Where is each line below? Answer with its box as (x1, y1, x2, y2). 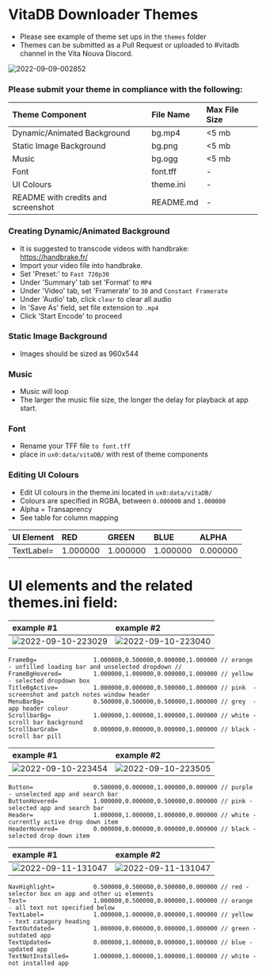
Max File (206, 105, 239, 116)
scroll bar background (8, 718, 83, 726)
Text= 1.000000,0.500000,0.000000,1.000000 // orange (8, 897, 253, 904)
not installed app (8, 959, 69, 967)
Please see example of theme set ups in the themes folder (19, 32, 207, 41)
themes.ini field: (8, 593, 119, 611)
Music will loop (19, 387, 69, 396)
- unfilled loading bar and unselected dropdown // (8, 663, 182, 671)
